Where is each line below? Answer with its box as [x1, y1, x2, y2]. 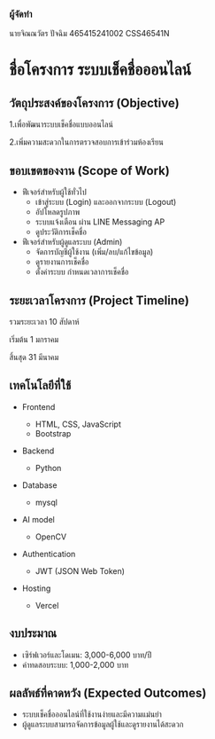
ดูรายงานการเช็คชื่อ [35, 256, 89, 267]
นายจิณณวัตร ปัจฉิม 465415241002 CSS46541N [9, 28, 170, 39]
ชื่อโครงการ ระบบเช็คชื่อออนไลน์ [9, 59, 192, 80]
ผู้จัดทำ [9, 8, 33, 20]
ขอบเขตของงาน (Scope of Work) [9, 163, 170, 178]
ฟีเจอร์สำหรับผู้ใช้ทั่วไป [21, 186, 87, 198]
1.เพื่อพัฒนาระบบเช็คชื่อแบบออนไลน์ [9, 119, 113, 130]
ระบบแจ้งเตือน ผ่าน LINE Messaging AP [35, 216, 165, 227]
